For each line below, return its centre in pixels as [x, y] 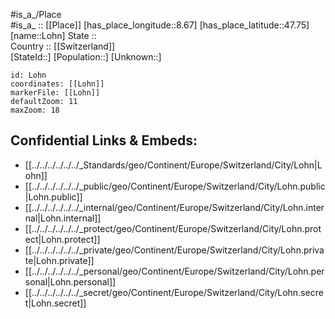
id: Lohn [28, 75]
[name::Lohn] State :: [53, 35]
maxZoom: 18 [35, 110]
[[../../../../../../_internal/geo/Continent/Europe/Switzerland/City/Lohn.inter [174, 207]
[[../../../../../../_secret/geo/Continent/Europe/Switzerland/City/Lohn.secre [174, 292]
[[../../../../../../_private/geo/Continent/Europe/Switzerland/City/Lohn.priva [174, 250]
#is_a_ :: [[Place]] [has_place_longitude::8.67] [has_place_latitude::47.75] [160, 25]
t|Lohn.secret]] [55, 303]
